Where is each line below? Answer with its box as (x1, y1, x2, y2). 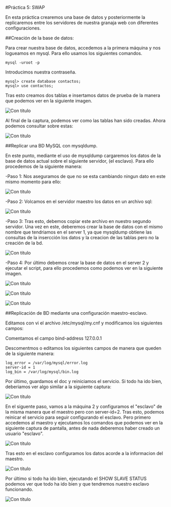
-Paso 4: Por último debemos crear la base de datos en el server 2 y (5, 260, 149, 266)
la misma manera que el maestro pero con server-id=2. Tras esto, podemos (5, 409, 164, 415)
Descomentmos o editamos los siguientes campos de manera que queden (5, 345, 162, 351)
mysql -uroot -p (5, 60, 40, 65)
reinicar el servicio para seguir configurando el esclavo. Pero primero (5, 414, 151, 420)
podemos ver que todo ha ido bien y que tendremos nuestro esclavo (5, 481, 150, 487)
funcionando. (5, 487, 33, 492)
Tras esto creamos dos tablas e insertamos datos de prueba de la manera (5, 92, 161, 98)
